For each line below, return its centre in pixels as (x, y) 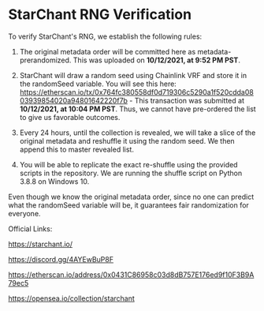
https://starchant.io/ (41, 244)
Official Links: (30, 229)
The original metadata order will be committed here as (108, 51)
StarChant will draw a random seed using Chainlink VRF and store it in (133, 75)
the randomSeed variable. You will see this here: (98, 84)
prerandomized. (45, 60)
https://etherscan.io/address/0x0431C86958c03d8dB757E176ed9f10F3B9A (131, 275)
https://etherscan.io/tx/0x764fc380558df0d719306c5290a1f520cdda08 (136, 92)
